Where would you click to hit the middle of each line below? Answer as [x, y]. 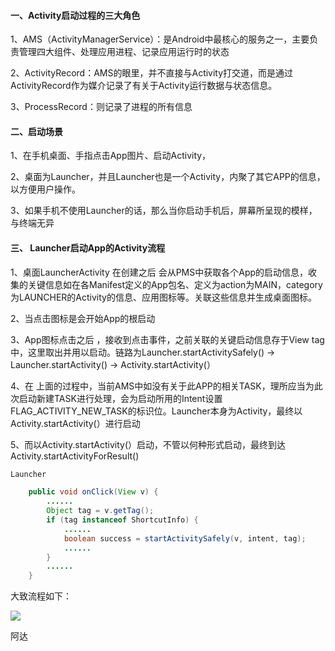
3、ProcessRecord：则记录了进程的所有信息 [101, 107]
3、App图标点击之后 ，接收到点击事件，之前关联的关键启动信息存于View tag [167, 339]
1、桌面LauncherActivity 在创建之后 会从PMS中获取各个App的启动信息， [159, 272]
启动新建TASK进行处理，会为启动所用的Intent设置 [120, 398]
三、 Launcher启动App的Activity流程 [88, 248]
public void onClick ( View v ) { [93, 492]
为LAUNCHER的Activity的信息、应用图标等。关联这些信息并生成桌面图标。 [163, 297]
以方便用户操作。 [45, 189]
